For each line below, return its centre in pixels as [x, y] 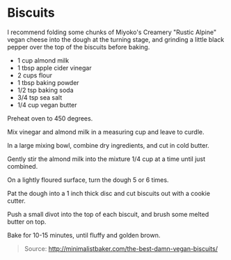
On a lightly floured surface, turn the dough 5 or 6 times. [88, 180]
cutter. [16, 201]
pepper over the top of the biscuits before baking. [79, 47]
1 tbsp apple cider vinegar [54, 68]
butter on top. [27, 222]
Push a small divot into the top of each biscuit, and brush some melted [108, 214]
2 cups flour [34, 75]
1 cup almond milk [43, 60]
